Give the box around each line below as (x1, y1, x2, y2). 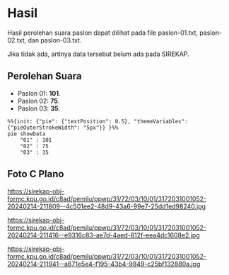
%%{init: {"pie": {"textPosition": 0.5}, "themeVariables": (7, 118, 189, 125)
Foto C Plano (7, 168, 64, 180)
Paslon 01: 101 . (17, 89, 61, 97)
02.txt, (7, 35, 27, 44)
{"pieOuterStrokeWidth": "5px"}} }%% (7, 124, 119, 131)
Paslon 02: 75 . (17, 96, 60, 105)
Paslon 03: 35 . (17, 104, 61, 113)
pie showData (7, 130, 46, 137)
